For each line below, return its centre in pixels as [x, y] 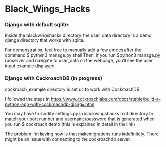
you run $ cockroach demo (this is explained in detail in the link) [70, 124]
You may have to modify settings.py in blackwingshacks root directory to [79, 113]
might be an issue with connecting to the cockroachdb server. [68, 139]
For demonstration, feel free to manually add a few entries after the [73, 50]
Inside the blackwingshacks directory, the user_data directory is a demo [78, 35]
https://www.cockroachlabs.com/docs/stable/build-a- [106, 99]
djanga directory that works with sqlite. [45, 40]
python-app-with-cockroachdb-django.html [50, 104]
